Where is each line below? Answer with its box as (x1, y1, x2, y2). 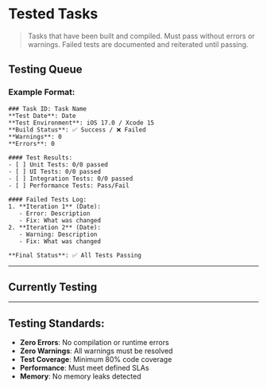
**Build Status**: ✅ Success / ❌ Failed (8, 125, 146, 134)
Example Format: (8, 87, 75, 98)
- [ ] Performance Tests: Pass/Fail (8, 181, 130, 190)
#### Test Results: (8, 153, 73, 162)
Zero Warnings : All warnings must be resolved (19, 346, 173, 356)
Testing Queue (8, 63, 83, 77)
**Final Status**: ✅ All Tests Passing (8, 251, 141, 259)
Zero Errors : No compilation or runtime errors (19, 338, 169, 348)
